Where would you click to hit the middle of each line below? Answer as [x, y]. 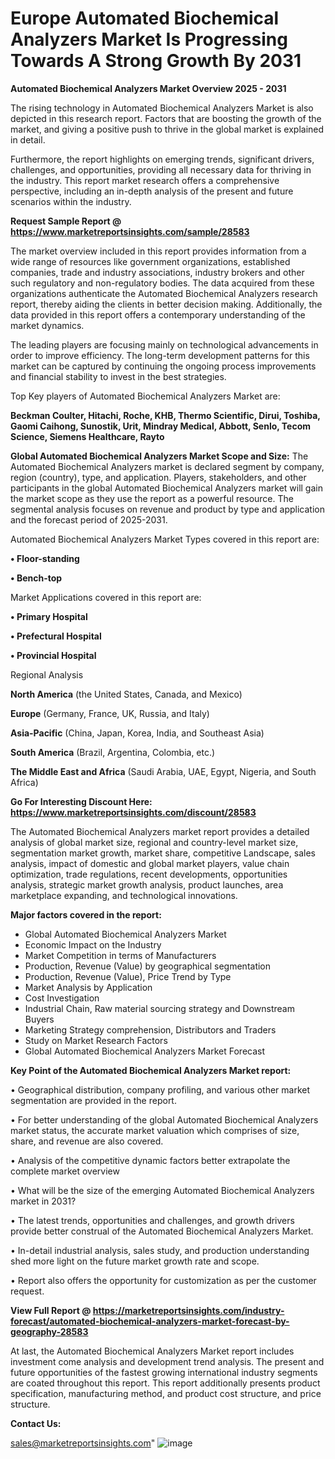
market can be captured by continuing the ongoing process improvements [163, 366]
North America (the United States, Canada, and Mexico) [126, 694]
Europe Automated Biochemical [145, 18]
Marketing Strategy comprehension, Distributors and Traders [150, 1029]
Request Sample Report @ [66, 221]
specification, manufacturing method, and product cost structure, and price [166, 1393]
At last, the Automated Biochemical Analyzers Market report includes [152, 1351]
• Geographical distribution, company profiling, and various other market [160, 1089]
